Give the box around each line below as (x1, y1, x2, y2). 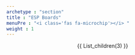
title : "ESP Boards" (6, 15, 62, 21)
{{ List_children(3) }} (77, 42, 128, 50)
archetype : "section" (6, 8, 64, 15)
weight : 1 (6, 25, 34, 32)
